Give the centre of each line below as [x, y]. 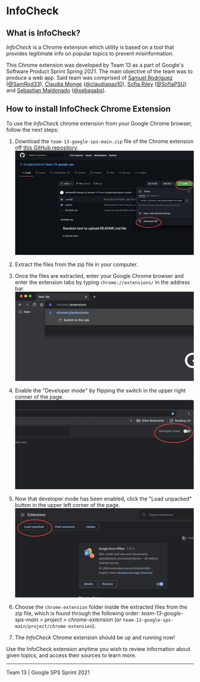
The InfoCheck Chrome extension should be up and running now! [95, 637]
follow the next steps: [32, 130]
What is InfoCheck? [43, 33]
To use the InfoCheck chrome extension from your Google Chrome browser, [99, 123]
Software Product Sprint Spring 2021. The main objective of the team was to [100, 71]
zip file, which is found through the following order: [77, 614]
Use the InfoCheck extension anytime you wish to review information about [98, 649]
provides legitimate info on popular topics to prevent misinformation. [90, 54]
